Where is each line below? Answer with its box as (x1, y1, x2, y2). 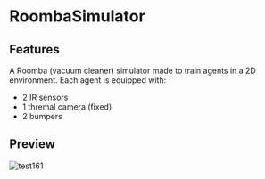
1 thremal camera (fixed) (21, 102, 112, 112)
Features (9, 42, 60, 57)
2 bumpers (21, 111, 62, 121)
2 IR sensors (21, 92, 69, 102)
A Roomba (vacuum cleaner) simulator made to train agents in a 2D (9, 65, 256, 76)
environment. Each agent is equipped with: (9, 75, 167, 85)
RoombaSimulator (9, 6, 145, 27)
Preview (9, 136, 56, 152)
